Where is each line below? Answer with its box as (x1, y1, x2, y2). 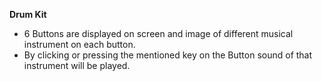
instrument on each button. (23, 39, 136, 50)
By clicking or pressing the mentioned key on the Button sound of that (23, 49, 313, 61)
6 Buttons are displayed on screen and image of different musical (23, 28, 294, 39)
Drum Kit (9, 9, 47, 20)
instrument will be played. (23, 60, 131, 71)
